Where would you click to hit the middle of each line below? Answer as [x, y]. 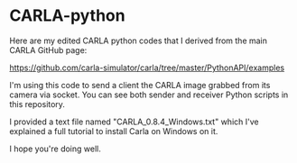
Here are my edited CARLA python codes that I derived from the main [139, 41]
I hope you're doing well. [55, 149]
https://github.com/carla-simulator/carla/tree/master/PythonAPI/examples [147, 68]
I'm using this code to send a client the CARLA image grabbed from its [140, 85]
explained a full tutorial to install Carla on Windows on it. [114, 131]
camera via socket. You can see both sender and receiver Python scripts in [149, 95]
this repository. [37, 104]
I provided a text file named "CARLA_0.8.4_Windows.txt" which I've [134, 122]
